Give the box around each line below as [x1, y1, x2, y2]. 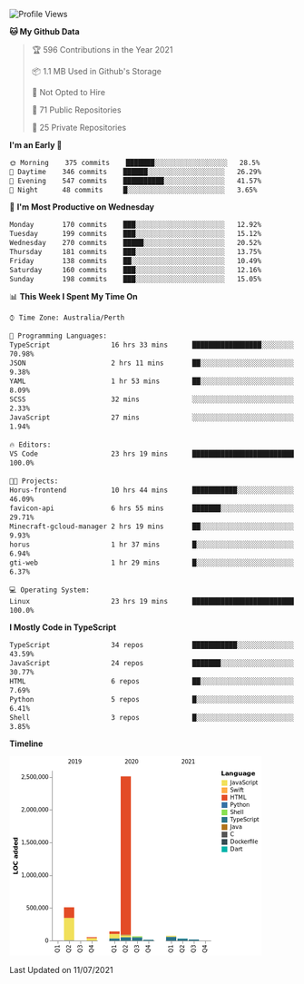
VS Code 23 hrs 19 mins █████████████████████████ [9, 449, 295, 458]
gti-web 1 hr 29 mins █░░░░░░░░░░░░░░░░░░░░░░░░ [9, 558, 295, 567]
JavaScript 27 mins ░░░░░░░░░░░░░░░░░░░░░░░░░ [9, 413, 295, 422]
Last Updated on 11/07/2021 [9, 965, 113, 975]
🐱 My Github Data [9, 26, 80, 36]
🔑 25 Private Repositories [31, 123, 127, 133]
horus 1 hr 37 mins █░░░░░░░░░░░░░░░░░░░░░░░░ [9, 540, 295, 549]
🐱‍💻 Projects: [9, 477, 59, 486]
